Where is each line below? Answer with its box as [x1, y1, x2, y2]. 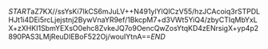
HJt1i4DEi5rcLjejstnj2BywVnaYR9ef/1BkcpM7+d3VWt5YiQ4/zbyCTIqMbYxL [8, 15, 258, 24]
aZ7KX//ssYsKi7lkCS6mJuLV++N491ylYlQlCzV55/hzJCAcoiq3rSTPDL [30, 7, 261, 16]
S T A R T [8, 7, 31, 16]
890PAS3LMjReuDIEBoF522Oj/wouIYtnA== [8, 32, 151, 41]
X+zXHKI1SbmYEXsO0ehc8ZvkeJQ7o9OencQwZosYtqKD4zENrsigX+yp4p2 [8, 24, 259, 32]
